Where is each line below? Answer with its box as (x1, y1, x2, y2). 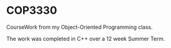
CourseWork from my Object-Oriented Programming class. (6, 23, 153, 31)
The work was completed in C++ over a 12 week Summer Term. (6, 35, 166, 42)
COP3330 (6, 4, 58, 17)
